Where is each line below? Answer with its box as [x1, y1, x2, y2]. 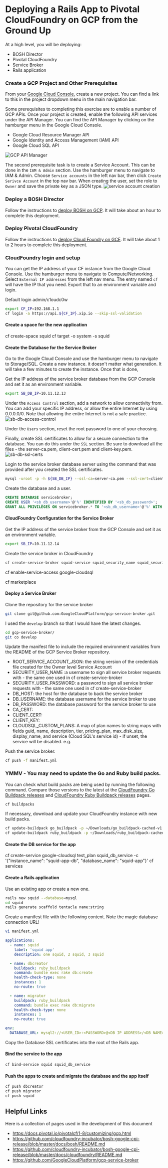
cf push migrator [5, 1089, 41, 1094]
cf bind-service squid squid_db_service [5, 1062, 91, 1067]
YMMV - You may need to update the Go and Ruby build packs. [5, 770, 161, 777]
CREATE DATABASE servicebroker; [5, 495, 72, 500]
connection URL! [5, 919, 40, 925]
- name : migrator [9, 993, 46, 998]
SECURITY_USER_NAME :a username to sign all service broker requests [12, 670, 161, 676]
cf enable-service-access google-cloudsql [5, 569, 93, 575]
